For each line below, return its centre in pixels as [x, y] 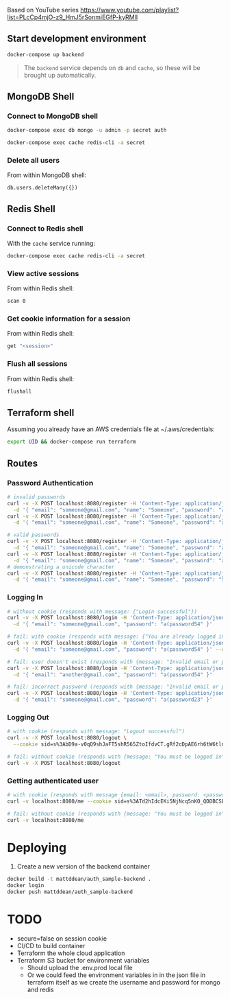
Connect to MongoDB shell [52, 116]
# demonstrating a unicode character [61, 567]
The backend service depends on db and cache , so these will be [112, 67]
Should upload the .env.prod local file [80, 968]
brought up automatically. [60, 75]
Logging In [25, 597]
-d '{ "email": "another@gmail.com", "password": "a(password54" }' [113, 675]
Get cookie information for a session [69, 319]
